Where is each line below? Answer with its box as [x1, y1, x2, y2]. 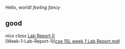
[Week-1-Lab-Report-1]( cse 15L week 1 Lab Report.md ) [5, 38, 120, 44]
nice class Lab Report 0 [5, 33, 55, 39]
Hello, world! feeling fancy [5, 5, 60, 10]
